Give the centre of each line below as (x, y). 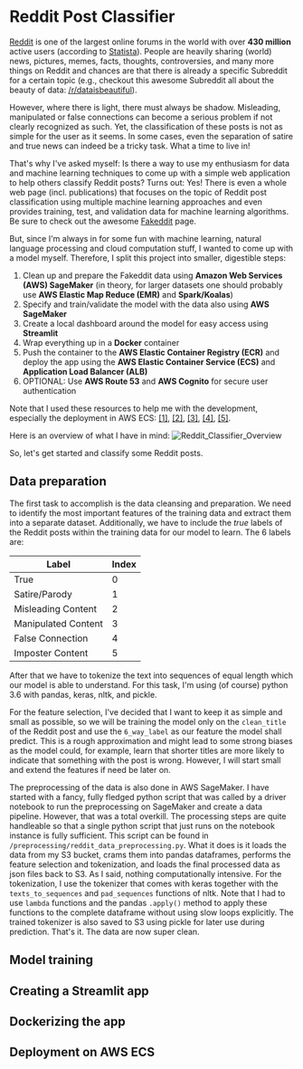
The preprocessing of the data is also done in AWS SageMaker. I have (139, 787)
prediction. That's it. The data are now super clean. (105, 931)
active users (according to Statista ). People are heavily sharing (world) (141, 51)
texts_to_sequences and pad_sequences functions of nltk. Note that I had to (147, 892)
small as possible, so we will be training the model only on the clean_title (148, 721)
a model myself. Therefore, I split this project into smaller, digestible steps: (148, 258)
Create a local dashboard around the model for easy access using (145, 323)
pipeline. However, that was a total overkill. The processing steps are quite (148, 816)
